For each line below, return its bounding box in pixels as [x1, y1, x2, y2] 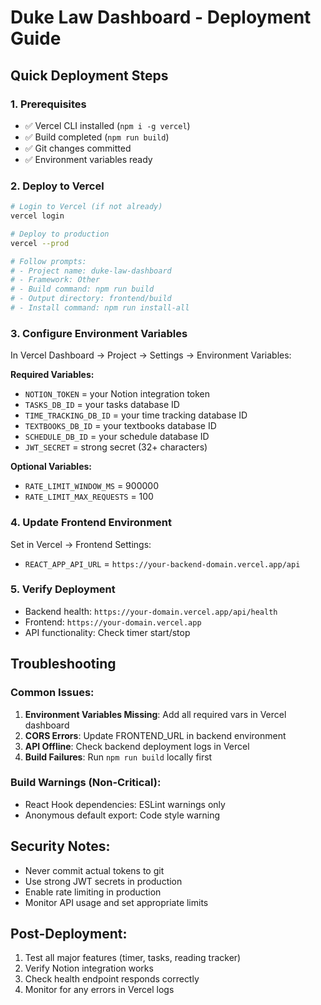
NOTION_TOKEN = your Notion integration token [24, 388, 211, 400]
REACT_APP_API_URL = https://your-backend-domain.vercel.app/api [24, 557, 301, 570]
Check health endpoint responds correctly [24, 973, 200, 985]
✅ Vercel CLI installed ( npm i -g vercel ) [24, 119, 191, 131]
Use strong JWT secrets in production [24, 875, 183, 887]
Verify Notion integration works [24, 962, 154, 975]
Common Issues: [10, 686, 95, 700]
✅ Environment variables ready [24, 153, 153, 165]
